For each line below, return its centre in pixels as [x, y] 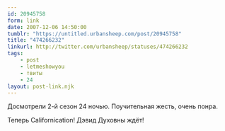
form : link [23, 21]
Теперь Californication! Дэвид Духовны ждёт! [76, 120]
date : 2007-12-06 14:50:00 [47, 27]
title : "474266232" [36, 40]
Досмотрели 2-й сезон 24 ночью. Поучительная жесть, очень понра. [112, 106]
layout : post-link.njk [41, 86]
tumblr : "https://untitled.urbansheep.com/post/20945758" [94, 34]
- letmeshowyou [42, 67]
